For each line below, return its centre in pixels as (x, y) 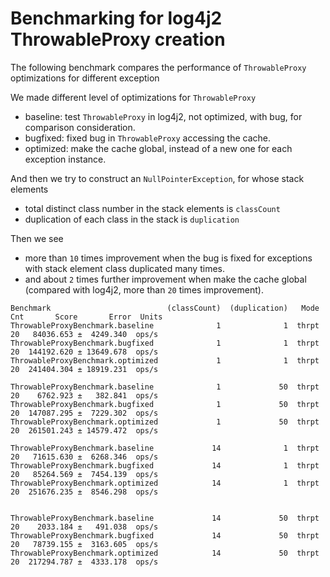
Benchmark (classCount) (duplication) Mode (165, 308)
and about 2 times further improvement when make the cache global (165, 279)
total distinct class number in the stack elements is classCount (152, 208)
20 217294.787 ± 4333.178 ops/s (84, 562)
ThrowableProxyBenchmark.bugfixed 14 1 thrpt (165, 465)
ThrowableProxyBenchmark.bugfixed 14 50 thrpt (165, 535)
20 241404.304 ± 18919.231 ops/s (84, 369)
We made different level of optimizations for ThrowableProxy (133, 97)
